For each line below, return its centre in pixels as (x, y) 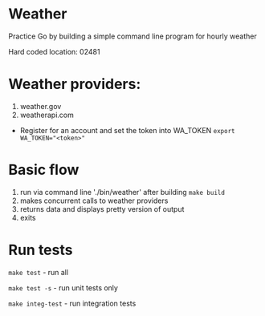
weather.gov (41, 106)
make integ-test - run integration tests (72, 303)
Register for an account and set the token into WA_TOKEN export (127, 130)
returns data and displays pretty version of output (102, 209)
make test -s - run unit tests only (63, 288)
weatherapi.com (47, 115)
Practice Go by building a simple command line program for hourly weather (132, 36)
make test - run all (39, 272)
